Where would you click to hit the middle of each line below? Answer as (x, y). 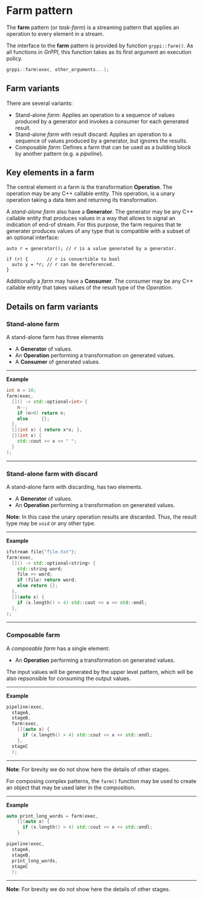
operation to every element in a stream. (55, 33)
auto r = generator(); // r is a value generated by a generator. (92, 249)
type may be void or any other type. (51, 523)
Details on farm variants (52, 307)
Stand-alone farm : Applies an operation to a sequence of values (95, 115)
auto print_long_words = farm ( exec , (52, 816)
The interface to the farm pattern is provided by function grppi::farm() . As (100, 45)
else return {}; (38, 586)
